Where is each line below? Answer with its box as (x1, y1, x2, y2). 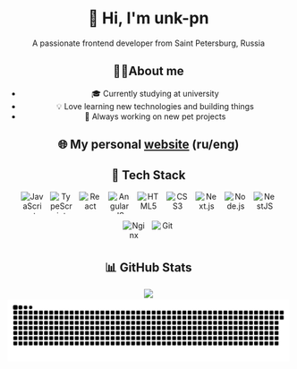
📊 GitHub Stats (105, 260, 192, 276)
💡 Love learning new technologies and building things (55, 100, 255, 111)
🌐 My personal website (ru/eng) (57, 137, 240, 152)
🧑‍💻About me (113, 64, 184, 79)
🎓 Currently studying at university (90, 88, 219, 99)
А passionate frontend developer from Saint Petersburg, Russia (32, 38, 265, 48)
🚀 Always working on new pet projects (84, 111, 226, 122)
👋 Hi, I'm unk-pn (88, 8, 209, 29)
